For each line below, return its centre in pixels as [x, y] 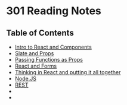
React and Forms [36, 66]
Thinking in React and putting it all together [68, 72]
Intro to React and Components [53, 47]
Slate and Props [34, 53]
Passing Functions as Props [49, 60]
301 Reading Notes [54, 11]
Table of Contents [40, 33]
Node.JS [26, 79]
